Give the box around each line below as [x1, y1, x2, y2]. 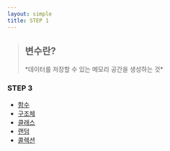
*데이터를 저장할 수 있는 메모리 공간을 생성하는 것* [24, 65, 164, 74]
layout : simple [7, 10, 52, 18]
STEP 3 [7, 83, 33, 93]
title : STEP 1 [7, 17, 50, 24]
